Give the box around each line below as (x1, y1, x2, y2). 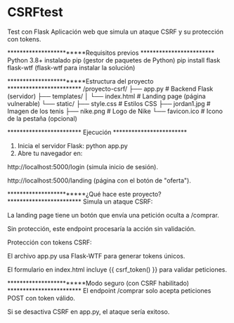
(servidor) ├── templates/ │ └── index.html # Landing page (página (7, 92, 206, 100)
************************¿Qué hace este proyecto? (7, 190, 162, 198)
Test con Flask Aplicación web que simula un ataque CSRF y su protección (7, 27, 223, 36)
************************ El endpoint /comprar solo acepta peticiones (7, 286, 212, 295)
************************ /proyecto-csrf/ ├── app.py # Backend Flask (7, 84, 214, 93)
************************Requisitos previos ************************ (7, 48, 215, 57)
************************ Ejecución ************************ (7, 128, 188, 136)
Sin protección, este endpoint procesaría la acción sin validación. (7, 224, 196, 232)
